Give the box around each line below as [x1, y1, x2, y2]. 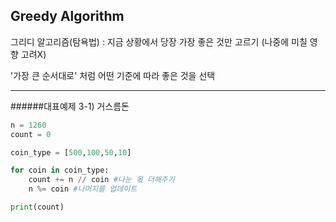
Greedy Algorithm [10, 8, 125, 25]
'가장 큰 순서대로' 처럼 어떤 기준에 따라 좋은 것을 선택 [10, 69, 216, 81]
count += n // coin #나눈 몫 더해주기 [28, 175, 175, 185]
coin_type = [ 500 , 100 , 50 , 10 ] [10, 147, 132, 158]
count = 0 [10, 129, 52, 139]
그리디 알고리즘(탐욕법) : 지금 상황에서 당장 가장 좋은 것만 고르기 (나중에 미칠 [10, 35, 308, 48]
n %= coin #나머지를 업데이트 [28, 184, 138, 194]
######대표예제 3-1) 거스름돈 [10, 100, 130, 112]
